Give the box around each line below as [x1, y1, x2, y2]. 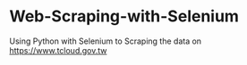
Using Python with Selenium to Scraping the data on [9, 36, 202, 46]
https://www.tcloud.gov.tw [9, 45, 107, 55]
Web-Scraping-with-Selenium [9, 6, 240, 27]
